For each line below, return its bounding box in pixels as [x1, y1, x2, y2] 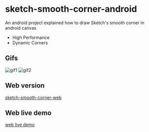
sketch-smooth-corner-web [5, 95, 62, 100]
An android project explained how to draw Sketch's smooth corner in [5, 20, 145, 26]
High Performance [12, 34, 50, 40]
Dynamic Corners [12, 39, 48, 45]
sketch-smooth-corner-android [5, 3, 137, 15]
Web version [5, 81, 45, 90]
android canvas [5, 25, 37, 31]
